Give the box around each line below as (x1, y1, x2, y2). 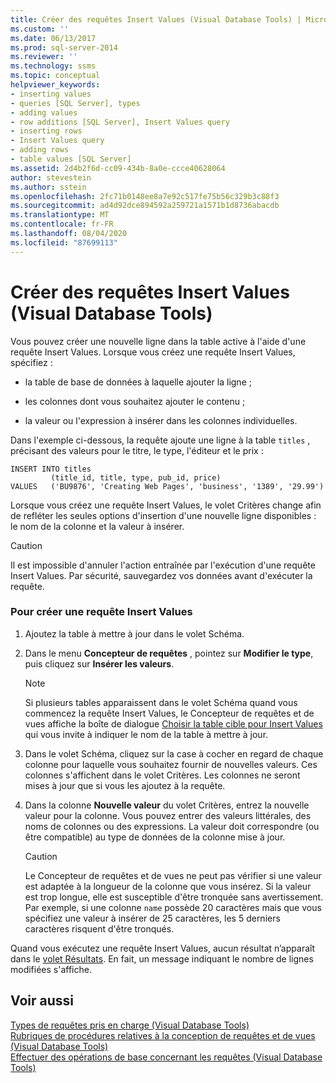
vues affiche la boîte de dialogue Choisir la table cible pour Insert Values (24, 717, 323, 730)
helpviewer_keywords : (10, 80, 101, 90)
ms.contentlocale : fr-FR (10, 219, 114, 230)
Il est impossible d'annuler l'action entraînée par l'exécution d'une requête (10, 559, 316, 571)
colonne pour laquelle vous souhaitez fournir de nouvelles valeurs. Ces (24, 758, 318, 770)
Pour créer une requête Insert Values (10, 605, 193, 619)
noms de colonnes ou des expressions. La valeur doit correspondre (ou (24, 820, 320, 832)
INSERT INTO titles (10, 464, 92, 474)
